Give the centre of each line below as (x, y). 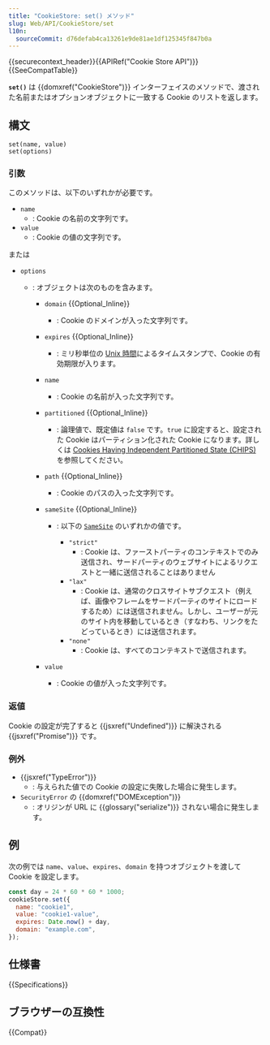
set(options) (30, 152)
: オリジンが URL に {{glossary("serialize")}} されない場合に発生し (142, 807)
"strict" (84, 543)
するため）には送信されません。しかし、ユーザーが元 (169, 611)
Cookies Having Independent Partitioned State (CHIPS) (165, 450)
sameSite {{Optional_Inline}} (91, 509)
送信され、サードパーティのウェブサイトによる (159, 562)
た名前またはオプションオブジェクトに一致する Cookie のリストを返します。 (135, 97)
